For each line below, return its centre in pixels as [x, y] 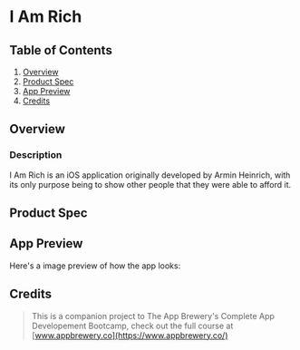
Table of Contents [61, 50]
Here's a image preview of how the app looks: [95, 266]
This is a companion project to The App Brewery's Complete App [153, 316]
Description [36, 155]
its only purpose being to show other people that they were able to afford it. [150, 184]
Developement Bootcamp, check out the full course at [132, 326]
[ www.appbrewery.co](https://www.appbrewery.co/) [130, 335]
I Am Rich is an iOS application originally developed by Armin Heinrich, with [150, 175]
